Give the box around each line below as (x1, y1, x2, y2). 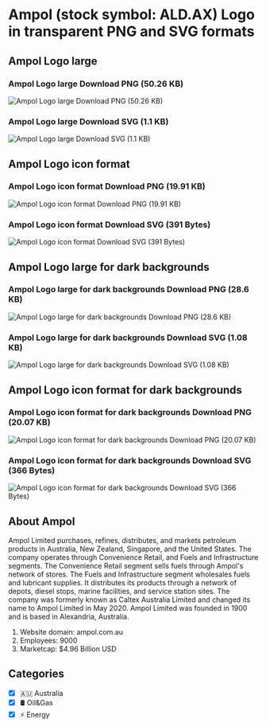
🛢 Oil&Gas (19, 698, 53, 707)
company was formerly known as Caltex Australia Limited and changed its (8, 595, 251, 604)
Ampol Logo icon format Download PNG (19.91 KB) (8, 181, 206, 192)
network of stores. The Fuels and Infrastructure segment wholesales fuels (8, 569, 250, 579)
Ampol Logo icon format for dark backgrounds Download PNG (8, 407, 252, 418)
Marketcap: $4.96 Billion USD (19, 643, 117, 654)
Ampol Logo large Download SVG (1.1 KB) (8, 115, 169, 127)
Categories (8, 667, 65, 681)
